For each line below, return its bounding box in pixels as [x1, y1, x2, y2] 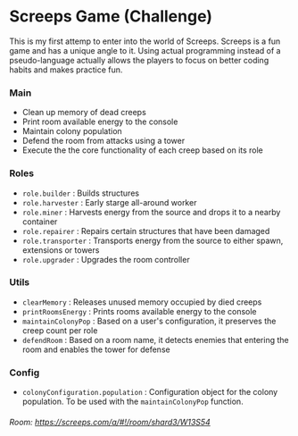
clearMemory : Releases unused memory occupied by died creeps [21, 297, 262, 307]
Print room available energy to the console [21, 116, 178, 127]
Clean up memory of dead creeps [21, 107, 147, 118]
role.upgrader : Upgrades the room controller [21, 254, 190, 264]
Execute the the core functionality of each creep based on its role [21, 145, 263, 155]
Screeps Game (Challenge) [9, 6, 212, 27]
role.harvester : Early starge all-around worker [21, 197, 197, 207]
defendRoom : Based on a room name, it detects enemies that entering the [21, 334, 289, 345]
